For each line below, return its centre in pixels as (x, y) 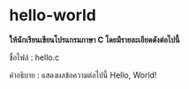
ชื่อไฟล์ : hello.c (34, 57)
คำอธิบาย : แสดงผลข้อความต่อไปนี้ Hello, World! (83, 75)
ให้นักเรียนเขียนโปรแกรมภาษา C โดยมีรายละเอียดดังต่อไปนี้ (94, 40)
